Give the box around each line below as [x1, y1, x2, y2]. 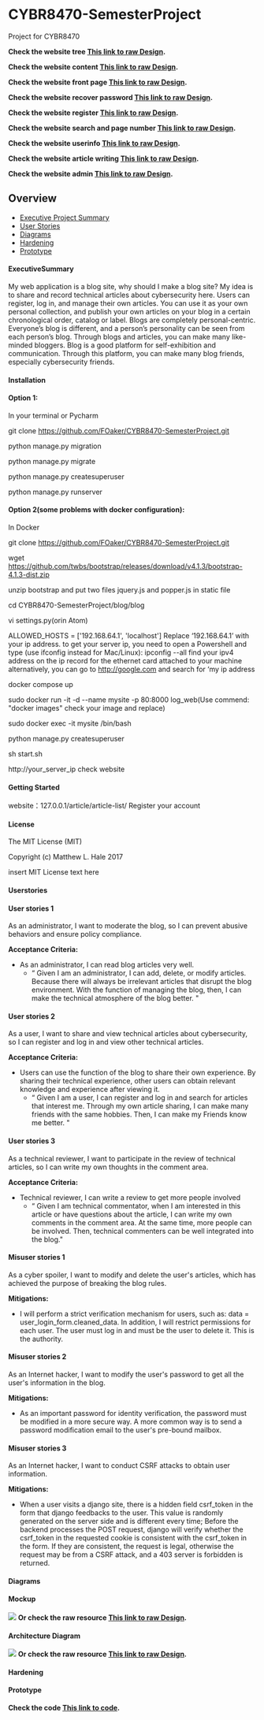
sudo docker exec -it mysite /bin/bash [8, 719, 132, 728]
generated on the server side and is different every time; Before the [19, 1517, 239, 1526]
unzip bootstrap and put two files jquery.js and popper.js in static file [8, 585, 231, 594]
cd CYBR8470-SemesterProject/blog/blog [8, 600, 145, 610]
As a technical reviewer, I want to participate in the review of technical [8, 1153, 236, 1163]
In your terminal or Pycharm [8, 410, 99, 420]
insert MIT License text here [8, 867, 100, 877]
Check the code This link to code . [8, 1703, 121, 1712]
